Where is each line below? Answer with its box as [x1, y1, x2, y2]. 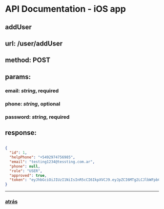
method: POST [5, 56, 50, 64]
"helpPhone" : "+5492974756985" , [9, 155, 76, 160]
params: [5, 72, 31, 81]
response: [5, 128, 37, 137]
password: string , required [5, 113, 70, 120]
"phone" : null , [9, 164, 41, 169]
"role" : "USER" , [9, 168, 42, 173]
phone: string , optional [5, 100, 61, 107]
